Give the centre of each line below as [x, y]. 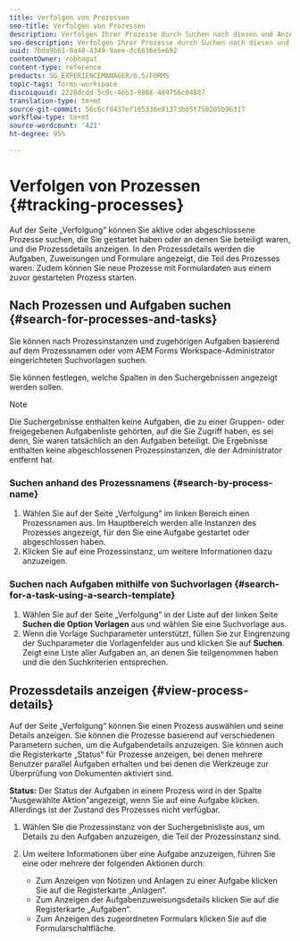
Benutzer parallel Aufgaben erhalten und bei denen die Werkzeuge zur [139, 764]
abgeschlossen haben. [64, 541]
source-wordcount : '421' [55, 126]
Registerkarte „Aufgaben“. [83, 910]
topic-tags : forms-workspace [63, 84]
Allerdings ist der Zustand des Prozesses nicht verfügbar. [115, 810]
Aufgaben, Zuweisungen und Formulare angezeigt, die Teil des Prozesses [145, 258]
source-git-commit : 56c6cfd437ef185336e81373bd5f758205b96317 [127, 109]
